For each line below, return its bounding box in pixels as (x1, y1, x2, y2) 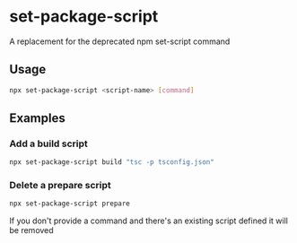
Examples (9, 110, 66, 126)
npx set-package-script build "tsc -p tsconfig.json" (9, 158, 215, 167)
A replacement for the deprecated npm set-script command (9, 36, 231, 47)
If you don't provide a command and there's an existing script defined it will (9, 215, 289, 226)
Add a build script (9, 137, 88, 150)
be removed (9, 225, 54, 236)
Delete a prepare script (9, 179, 111, 192)
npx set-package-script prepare (9, 199, 130, 208)
